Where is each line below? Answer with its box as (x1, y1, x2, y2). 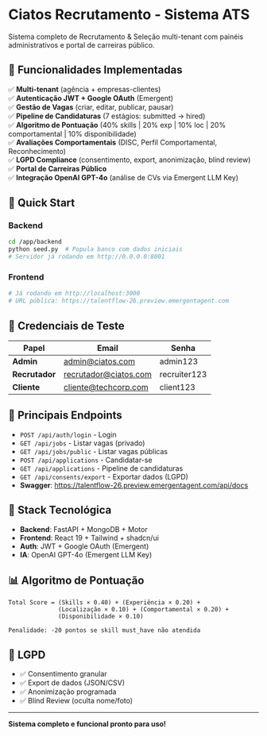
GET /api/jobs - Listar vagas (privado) (19, 438, 145, 448)
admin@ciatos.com (63, 356, 136, 367)
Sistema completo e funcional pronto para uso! (8, 719, 167, 729)
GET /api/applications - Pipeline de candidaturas (19, 463, 184, 473)
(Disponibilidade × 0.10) (58, 613, 145, 621)
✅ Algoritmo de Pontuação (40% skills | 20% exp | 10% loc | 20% (8, 120, 226, 129)
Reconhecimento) (8, 146, 66, 156)
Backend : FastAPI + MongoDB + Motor (19, 524, 149, 534)
